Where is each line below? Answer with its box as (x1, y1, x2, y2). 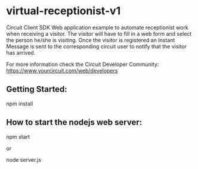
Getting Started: (6, 84, 67, 95)
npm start (6, 133, 30, 140)
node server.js (6, 156, 42, 163)
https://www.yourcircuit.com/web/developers (6, 67, 118, 74)
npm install (6, 100, 33, 107)
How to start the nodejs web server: (6, 117, 142, 127)
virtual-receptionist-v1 (6, 4, 121, 18)
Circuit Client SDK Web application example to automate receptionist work (6, 24, 189, 31)
